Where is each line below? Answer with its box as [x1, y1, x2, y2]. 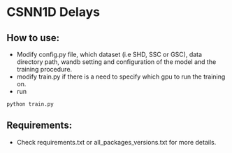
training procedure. [16, 65, 73, 73]
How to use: [6, 32, 60, 44]
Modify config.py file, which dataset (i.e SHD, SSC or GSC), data [16, 50, 203, 58]
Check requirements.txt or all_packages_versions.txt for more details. [16, 138, 217, 146]
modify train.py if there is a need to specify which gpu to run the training [16, 72, 226, 81]
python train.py [6, 101, 54, 108]
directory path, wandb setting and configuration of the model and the [16, 58, 217, 66]
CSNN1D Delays [6, 4, 101, 20]
